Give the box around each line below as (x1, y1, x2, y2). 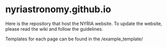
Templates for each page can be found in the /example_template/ (5, 36, 143, 42)
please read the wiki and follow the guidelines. (5, 26, 103, 32)
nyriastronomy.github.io (5, 4, 112, 15)
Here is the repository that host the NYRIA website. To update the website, (5, 20, 162, 27)
